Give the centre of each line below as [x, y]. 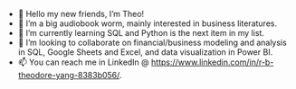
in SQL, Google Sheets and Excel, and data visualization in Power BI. [145, 52]
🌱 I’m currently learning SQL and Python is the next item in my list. [141, 33]
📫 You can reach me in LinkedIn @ [83, 62]
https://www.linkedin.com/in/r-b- [212, 62]
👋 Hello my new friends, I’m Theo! [81, 14]
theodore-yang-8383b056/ [69, 75]
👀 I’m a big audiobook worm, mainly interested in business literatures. [148, 23]
